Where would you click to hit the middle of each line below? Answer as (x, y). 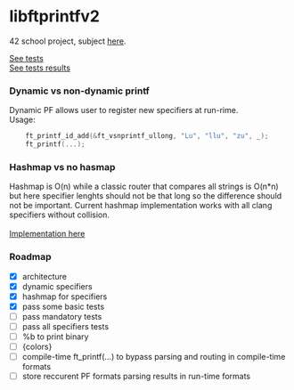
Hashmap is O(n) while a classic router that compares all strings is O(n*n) (144, 187)
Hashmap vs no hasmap (62, 167)
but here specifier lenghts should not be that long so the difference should (146, 196)
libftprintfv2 (55, 16)
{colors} (37, 347)
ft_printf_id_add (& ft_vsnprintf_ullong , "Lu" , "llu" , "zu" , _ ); (147, 136)
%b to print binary (55, 337)
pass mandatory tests (62, 316)
